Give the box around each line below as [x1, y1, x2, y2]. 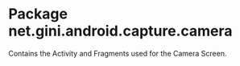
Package [8, 5, 68, 23]
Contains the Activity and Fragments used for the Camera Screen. [8, 48, 227, 58]
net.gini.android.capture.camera [8, 22, 233, 40]
